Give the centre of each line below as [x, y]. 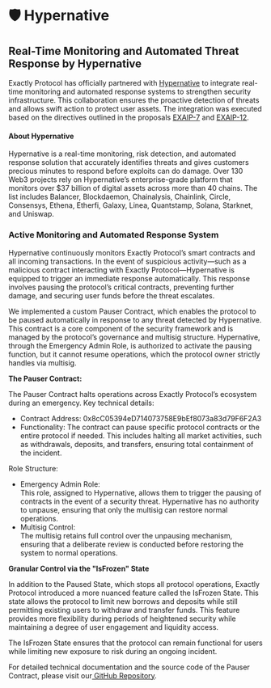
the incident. [41, 453]
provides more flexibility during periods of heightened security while [122, 618]
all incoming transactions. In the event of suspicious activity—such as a [127, 261]
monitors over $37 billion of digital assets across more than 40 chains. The [133, 188]
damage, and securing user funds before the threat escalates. [112, 295]
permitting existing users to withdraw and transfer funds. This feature [124, 610]
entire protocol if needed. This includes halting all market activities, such [141, 435]
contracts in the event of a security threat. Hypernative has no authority [140, 501]
